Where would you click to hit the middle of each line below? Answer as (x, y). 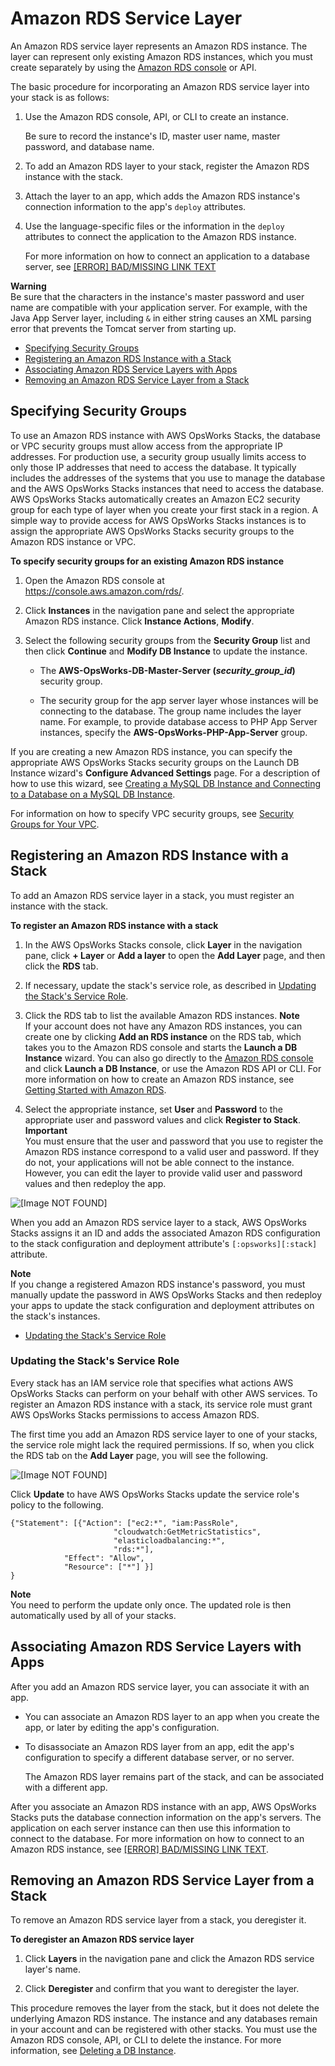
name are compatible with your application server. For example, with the (159, 307)
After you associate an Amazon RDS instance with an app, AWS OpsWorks (163, 1806)
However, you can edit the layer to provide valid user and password (163, 1173)
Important (46, 1130)
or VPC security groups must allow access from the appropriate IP (146, 446)
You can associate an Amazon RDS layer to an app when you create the (172, 1716)
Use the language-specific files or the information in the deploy (154, 226)
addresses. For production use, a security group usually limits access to (158, 456)
